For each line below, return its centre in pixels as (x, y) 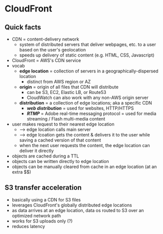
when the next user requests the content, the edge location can (84, 145)
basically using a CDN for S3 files (46, 199)
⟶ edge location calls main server (55, 129)
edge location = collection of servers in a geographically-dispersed (89, 71)
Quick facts (23, 27)
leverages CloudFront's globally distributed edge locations (72, 205)
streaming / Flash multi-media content (66, 119)
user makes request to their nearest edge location (63, 124)
